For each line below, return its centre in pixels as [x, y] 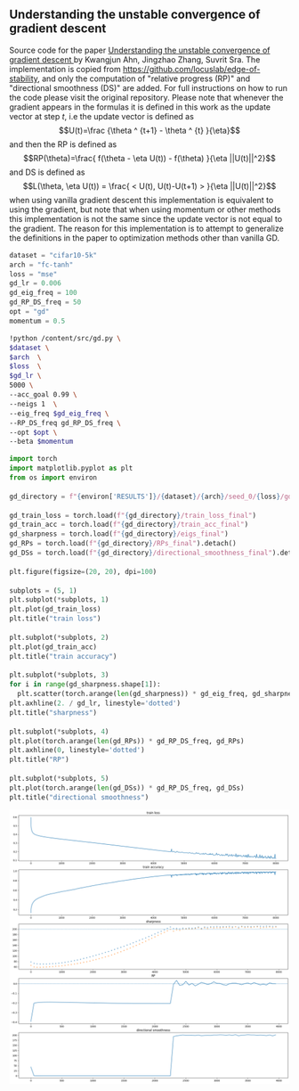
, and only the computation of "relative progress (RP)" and [144, 78]
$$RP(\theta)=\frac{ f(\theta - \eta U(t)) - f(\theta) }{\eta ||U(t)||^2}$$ [149, 158]
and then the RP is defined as [63, 144]
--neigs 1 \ [33, 404]
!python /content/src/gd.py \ [65, 338]
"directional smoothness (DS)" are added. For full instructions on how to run [148, 87]
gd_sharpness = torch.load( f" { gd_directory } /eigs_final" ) [119, 534]
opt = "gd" [29, 312]
